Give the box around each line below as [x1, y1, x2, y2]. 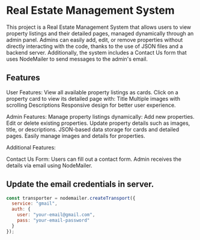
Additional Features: [6, 143, 56, 151]
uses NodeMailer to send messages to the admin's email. [6, 55, 148, 62]
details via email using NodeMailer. [6, 161, 92, 169]
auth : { [11, 206, 31, 212]
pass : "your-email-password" [17, 217, 90, 224]
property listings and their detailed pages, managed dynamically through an [6, 29, 194, 37]
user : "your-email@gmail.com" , [17, 212, 95, 218]
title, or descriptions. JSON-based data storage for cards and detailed [6, 125, 180, 133]
